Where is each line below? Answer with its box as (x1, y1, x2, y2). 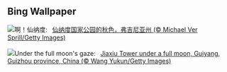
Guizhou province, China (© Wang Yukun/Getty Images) (7, 56, 172, 65)
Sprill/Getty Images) (7, 33, 66, 42)
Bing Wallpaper (7, 6, 77, 18)
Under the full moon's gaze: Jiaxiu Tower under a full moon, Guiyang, (14, 49, 221, 57)
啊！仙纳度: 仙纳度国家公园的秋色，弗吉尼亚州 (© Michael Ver (14, 25, 198, 34)
